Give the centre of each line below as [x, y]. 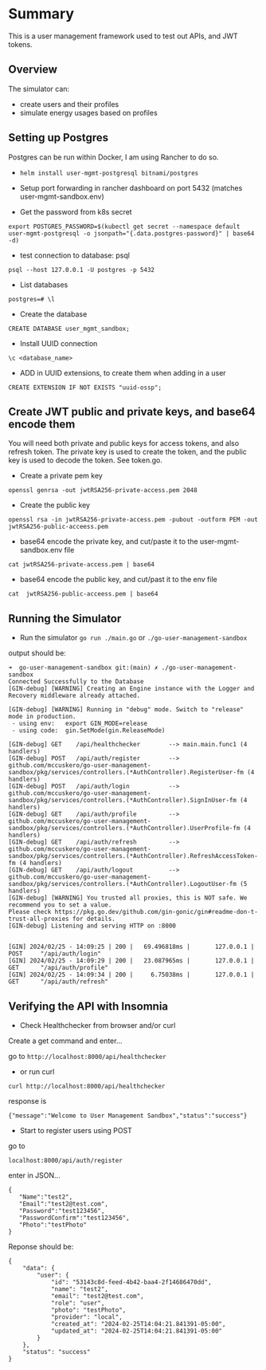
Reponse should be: [41, 1246]
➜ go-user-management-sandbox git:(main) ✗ [83, 668]
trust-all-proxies [39, 919]
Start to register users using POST [76, 1130]
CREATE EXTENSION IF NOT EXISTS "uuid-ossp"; [85, 388]
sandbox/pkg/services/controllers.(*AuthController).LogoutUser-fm [123, 884]
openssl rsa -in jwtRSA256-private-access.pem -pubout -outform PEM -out [133, 520]
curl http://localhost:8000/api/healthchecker [87, 1086]
